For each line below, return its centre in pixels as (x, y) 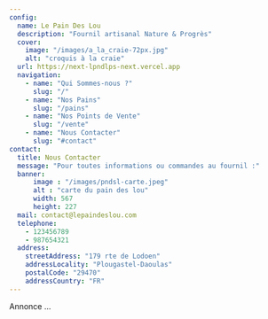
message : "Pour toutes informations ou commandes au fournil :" (138, 166)
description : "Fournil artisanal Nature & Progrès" (115, 34)
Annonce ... (30, 306)
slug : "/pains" (61, 108)
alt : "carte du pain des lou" (91, 191)
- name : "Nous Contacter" (73, 133)
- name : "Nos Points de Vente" (83, 116)
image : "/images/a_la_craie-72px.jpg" (97, 51)
